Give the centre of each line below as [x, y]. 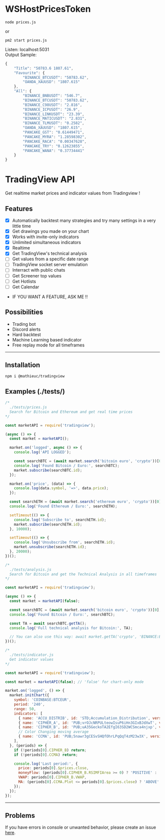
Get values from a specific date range [50, 259]
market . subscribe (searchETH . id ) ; [48, 524]
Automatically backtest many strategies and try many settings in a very [84, 220]
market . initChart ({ [29, 695]
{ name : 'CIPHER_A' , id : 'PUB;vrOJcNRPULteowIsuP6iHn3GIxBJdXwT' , [87, 723]
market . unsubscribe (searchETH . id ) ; [50, 547]
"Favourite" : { [29, 73]
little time [21, 226]
